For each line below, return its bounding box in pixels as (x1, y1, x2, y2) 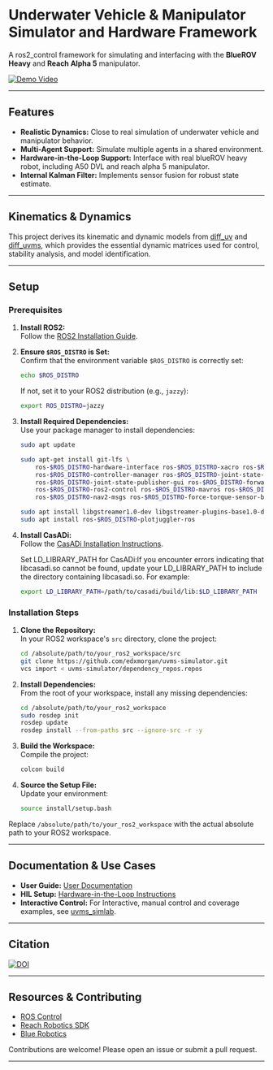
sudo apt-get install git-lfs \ (19, 455, 130, 464)
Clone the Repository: (19, 626, 96, 635)
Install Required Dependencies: (19, 417, 129, 426)
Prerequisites (8, 304, 63, 315)
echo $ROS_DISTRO (19, 371, 80, 379)
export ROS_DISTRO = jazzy (19, 402, 105, 410)
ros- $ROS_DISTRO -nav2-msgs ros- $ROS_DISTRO (35, 493, 184, 501)
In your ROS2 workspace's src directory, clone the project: (19, 634, 218, 643)
